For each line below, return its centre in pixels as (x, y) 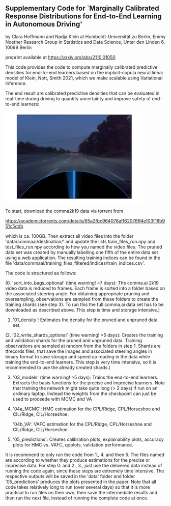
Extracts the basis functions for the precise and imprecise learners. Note (89, 383)
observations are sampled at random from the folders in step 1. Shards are (83, 346)
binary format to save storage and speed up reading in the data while (78, 356)
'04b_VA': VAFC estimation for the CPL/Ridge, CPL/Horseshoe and (82, 424)
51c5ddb (15, 226)
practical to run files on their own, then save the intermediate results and (81, 492)
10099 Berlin (19, 47)
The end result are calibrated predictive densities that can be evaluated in (82, 93)
